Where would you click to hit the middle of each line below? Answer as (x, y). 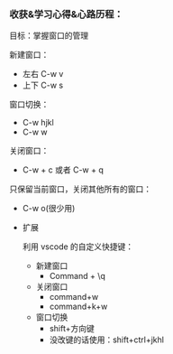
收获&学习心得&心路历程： (66, 14)
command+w (74, 297)
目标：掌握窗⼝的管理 (49, 36)
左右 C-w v (43, 74)
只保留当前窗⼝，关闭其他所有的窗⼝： (80, 189)
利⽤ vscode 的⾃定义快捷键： (78, 247)
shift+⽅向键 (72, 329)
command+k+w (78, 307)
